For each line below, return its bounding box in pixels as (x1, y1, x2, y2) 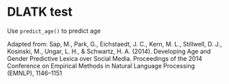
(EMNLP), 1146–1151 (7, 69, 63, 77)
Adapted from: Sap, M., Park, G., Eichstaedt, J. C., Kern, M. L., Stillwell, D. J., (7, 40, 222, 48)
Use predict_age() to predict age (7, 27, 101, 35)
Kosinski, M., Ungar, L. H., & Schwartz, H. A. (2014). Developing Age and (7, 47, 211, 55)
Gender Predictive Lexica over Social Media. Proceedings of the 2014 (7, 54, 203, 62)
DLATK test (7, 4, 73, 20)
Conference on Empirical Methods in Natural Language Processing (7, 61, 196, 70)
